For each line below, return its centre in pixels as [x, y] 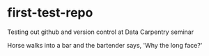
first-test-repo [50, 13]
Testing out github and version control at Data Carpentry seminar [100, 32]
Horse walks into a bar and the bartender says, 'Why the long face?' [105, 45]
